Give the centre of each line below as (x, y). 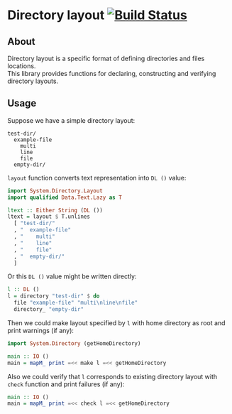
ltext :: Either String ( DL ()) (55, 210)
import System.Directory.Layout (55, 191)
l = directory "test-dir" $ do (54, 296)
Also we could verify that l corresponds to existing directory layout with (112, 376)
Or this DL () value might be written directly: (72, 276)
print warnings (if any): (41, 330)
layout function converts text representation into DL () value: (97, 178)
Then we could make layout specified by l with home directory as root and (116, 322)
